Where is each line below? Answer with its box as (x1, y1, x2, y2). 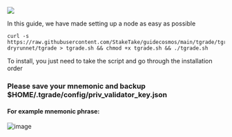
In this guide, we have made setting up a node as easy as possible (7, 19, 196, 28)
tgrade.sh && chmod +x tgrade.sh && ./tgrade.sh (66, 45, 209, 52)
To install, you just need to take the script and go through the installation (7, 57, 213, 65)
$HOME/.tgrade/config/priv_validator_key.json (7, 89, 168, 99)
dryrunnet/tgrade (7, 45, 57, 52)
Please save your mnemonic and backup (7, 81, 146, 91)
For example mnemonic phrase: (7, 107, 100, 115)
